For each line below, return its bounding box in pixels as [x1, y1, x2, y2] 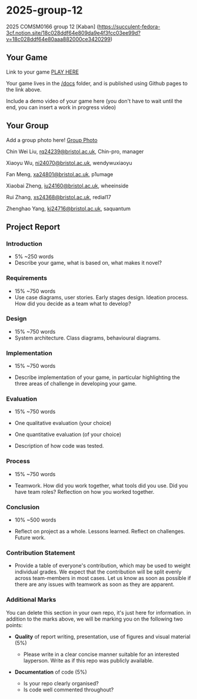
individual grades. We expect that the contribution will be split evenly [14, 568, 182, 575]
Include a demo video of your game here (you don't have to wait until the [6, 97, 182, 104]
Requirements [6, 274, 48, 282]
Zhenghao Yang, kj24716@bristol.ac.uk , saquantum [6, 205, 131, 212]
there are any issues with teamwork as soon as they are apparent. [14, 581, 175, 588]
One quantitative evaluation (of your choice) [14, 431, 122, 438]
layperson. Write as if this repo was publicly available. [23, 657, 154, 664]
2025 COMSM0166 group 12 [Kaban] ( [6, 23, 99, 30]
